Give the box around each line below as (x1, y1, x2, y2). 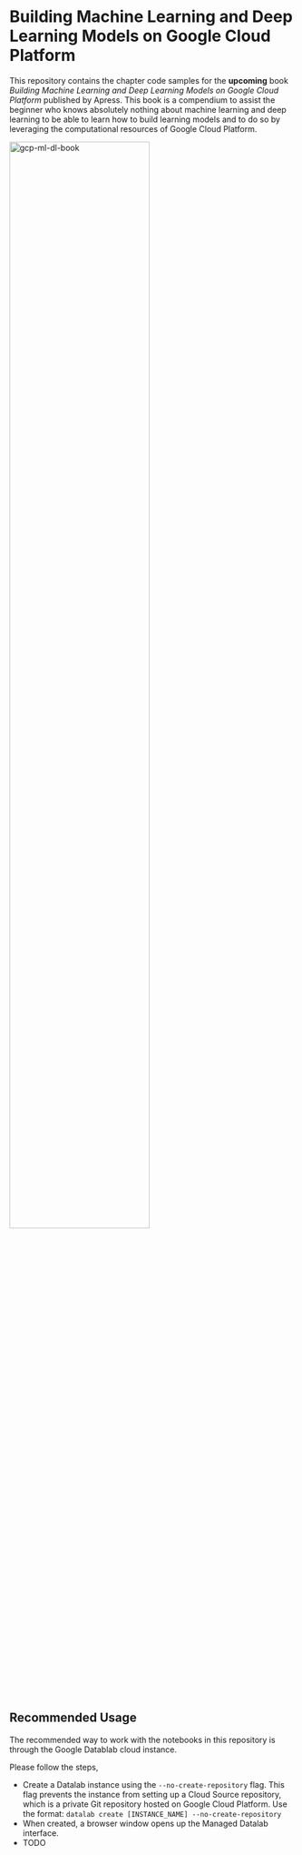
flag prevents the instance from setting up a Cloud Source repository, (22, 1789, 282, 1800)
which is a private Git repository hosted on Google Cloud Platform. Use (22, 1799, 287, 1810)
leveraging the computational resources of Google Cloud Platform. (9, 123, 258, 134)
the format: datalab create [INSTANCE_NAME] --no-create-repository (22, 1808, 282, 1819)
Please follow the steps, (9, 1761, 99, 1772)
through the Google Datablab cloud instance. (9, 1744, 178, 1755)
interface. (22, 1827, 59, 1839)
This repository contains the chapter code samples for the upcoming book (9, 75, 288, 86)
